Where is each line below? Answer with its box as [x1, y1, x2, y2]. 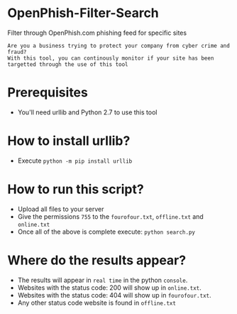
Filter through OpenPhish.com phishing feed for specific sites [7, 28, 187, 37]
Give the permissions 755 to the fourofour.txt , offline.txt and [17, 212, 204, 221]
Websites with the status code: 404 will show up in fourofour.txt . [17, 291, 211, 299]
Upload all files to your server [17, 205, 104, 213]
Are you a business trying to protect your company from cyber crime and [7, 42, 231, 49]
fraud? [7, 48, 27, 55]
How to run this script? [7, 181, 144, 197]
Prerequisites [7, 85, 89, 101]
